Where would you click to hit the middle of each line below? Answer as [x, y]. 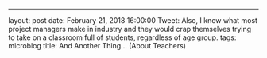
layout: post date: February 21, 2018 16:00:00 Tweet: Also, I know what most [133, 20]
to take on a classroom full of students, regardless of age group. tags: [122, 37]
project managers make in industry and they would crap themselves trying [130, 29]
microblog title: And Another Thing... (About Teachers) [97, 46]
